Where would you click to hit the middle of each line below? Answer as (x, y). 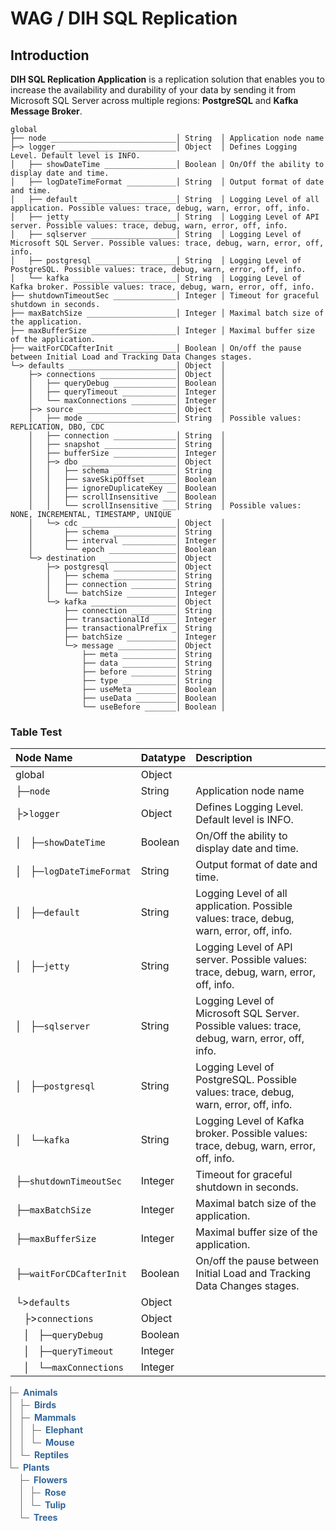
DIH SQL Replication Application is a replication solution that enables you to (167, 79)
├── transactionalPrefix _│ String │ (144, 628)
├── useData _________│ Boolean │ (153, 698)
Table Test (36, 732)
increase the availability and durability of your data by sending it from (153, 90)
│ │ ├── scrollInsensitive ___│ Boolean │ (127, 497)
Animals (40, 1393)
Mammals (55, 1418)
